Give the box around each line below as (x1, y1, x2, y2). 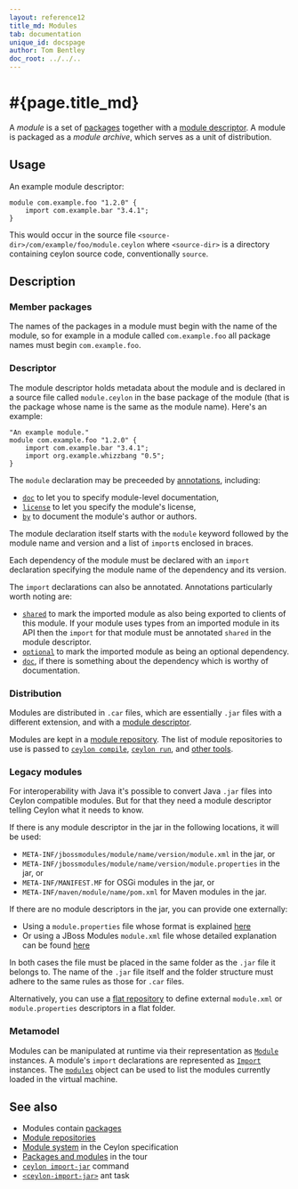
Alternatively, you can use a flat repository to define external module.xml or (9, 993, 283, 1004)
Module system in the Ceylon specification (21, 1142, 179, 1153)
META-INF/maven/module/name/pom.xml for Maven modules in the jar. (21, 886, 267, 897)
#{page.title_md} (9, 93, 140, 113)
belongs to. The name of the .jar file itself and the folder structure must (9, 967, 274, 977)
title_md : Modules (9, 21, 77, 30)
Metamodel (9, 1025, 60, 1038)
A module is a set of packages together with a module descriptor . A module (9, 122, 286, 133)
